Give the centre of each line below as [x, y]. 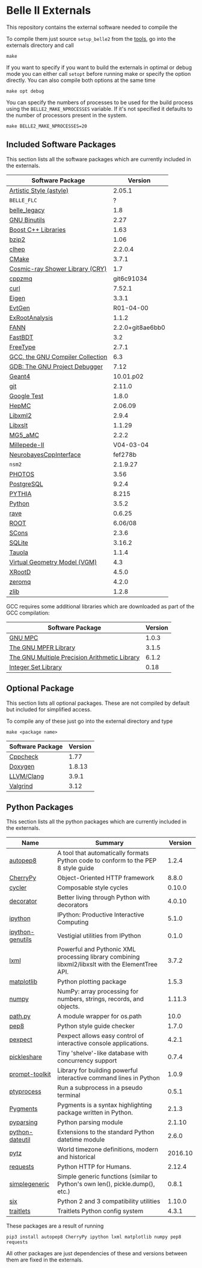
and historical [76, 1157]
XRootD [20, 572]
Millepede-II [27, 445]
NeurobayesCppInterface [45, 454]
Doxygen [22, 766]
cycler [18, 888]
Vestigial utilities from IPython [99, 936]
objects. [68, 1007]
